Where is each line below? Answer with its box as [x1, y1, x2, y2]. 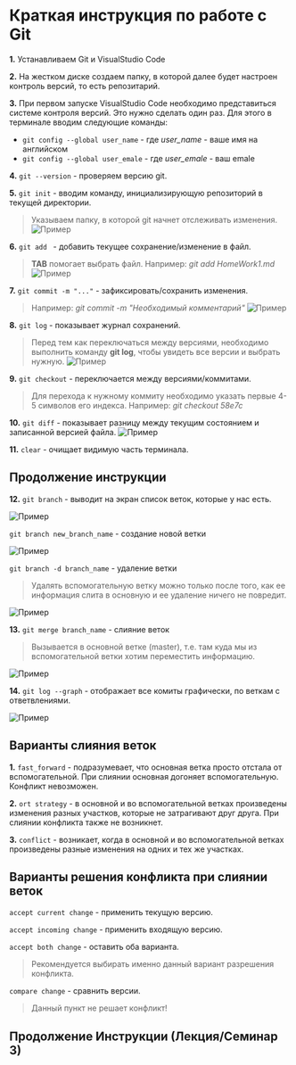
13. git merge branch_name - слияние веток [9, 623, 170, 634]
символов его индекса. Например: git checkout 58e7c [38, 400, 243, 410]
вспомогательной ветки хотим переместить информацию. [30, 650, 256, 661]
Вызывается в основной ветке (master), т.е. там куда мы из [30, 641, 258, 652]
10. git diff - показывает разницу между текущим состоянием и [9, 417, 260, 428]
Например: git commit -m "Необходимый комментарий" [30, 302, 245, 313]
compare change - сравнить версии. [9, 986, 141, 996]
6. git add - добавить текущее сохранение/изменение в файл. [9, 241, 251, 252]
